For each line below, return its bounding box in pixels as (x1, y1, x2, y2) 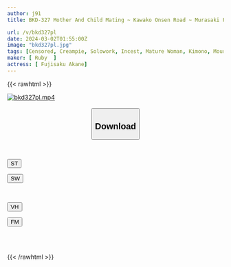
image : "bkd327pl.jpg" (7, 42, 72, 49)
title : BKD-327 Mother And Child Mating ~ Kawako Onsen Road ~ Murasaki (7, 17, 220, 23)
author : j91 (7, 10, 41, 17)
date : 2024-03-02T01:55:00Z (7, 35, 88, 42)
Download (95, 121, 136, 131)
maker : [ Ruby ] (7, 54, 57, 62)
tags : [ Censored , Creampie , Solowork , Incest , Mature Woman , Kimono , (7, 48, 211, 55)
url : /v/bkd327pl (7, 29, 57, 36)
